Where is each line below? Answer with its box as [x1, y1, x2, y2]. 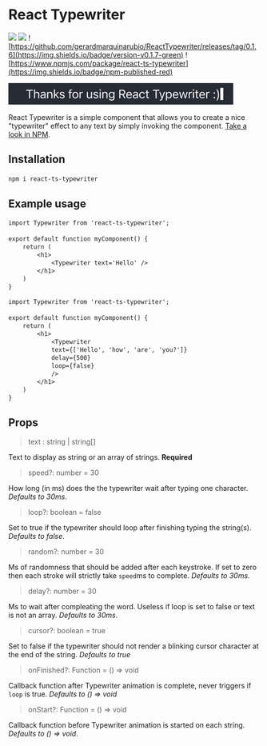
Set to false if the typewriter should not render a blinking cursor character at [8, 641, 260, 651]
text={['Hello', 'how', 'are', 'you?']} [50, 346, 188, 354]
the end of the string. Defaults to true [8, 650, 131, 660]
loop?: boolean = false [27, 508, 102, 517]
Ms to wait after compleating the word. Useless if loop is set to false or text [8, 602, 256, 612]
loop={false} [50, 362, 94, 370]
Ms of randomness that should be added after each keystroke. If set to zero [8, 562, 257, 572]
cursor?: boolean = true [27, 626, 106, 636]
